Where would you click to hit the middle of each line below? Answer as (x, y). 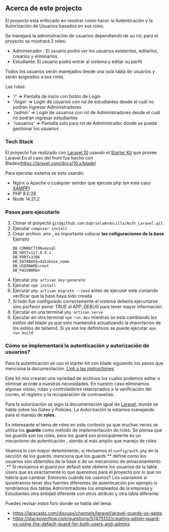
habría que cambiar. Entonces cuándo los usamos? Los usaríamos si (76, 477)
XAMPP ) (21, 188)
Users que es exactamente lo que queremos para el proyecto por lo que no (83, 472)
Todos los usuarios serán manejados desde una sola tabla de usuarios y (80, 71)
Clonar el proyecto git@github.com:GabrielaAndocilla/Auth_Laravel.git (88, 223)
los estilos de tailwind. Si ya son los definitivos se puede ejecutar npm (84, 328)
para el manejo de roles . (31, 415)
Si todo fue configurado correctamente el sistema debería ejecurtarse (85, 301)
